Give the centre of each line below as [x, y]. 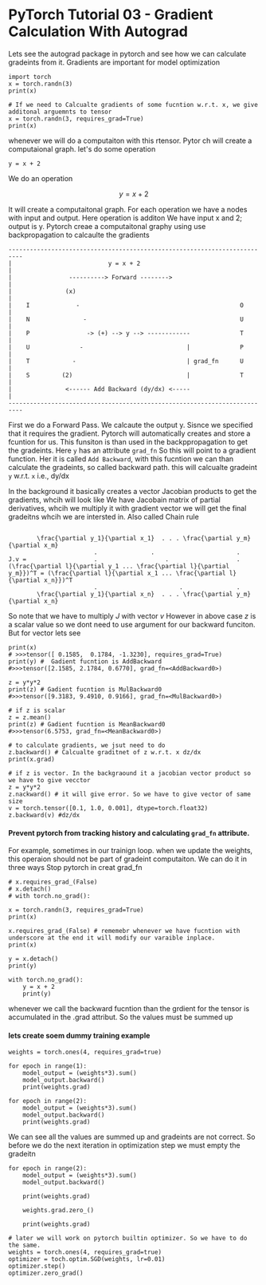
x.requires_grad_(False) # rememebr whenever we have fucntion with [124, 931]
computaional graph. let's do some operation [82, 148]
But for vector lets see [45, 633]
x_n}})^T [58, 580]
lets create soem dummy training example [79, 1035]
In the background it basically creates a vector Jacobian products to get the [133, 491]
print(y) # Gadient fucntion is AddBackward [85, 661]
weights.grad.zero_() [58, 1211]
